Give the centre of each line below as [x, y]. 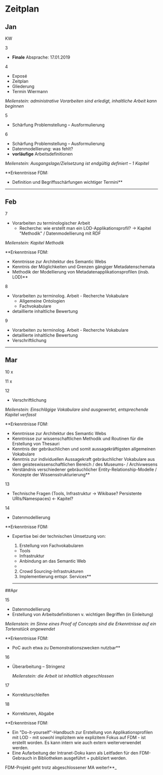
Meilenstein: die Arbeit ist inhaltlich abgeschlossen [63, 676]
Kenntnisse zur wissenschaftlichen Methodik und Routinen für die [78, 438]
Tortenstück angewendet [30, 629]
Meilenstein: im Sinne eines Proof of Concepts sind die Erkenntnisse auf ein [81, 624]
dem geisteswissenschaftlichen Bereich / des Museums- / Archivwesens [85, 464]
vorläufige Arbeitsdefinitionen [42, 154]
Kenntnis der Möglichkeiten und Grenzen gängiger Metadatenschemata [83, 266]
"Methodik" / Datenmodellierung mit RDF [60, 233]
